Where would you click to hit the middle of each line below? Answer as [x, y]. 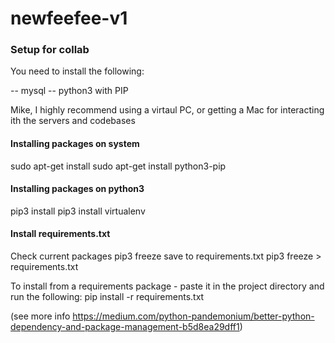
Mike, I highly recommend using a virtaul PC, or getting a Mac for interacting [167, 110]
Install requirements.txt [60, 234]
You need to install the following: [77, 71]
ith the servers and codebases [73, 121]
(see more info [40, 316]
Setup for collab [50, 50]
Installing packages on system [75, 144]
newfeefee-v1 [69, 18]
